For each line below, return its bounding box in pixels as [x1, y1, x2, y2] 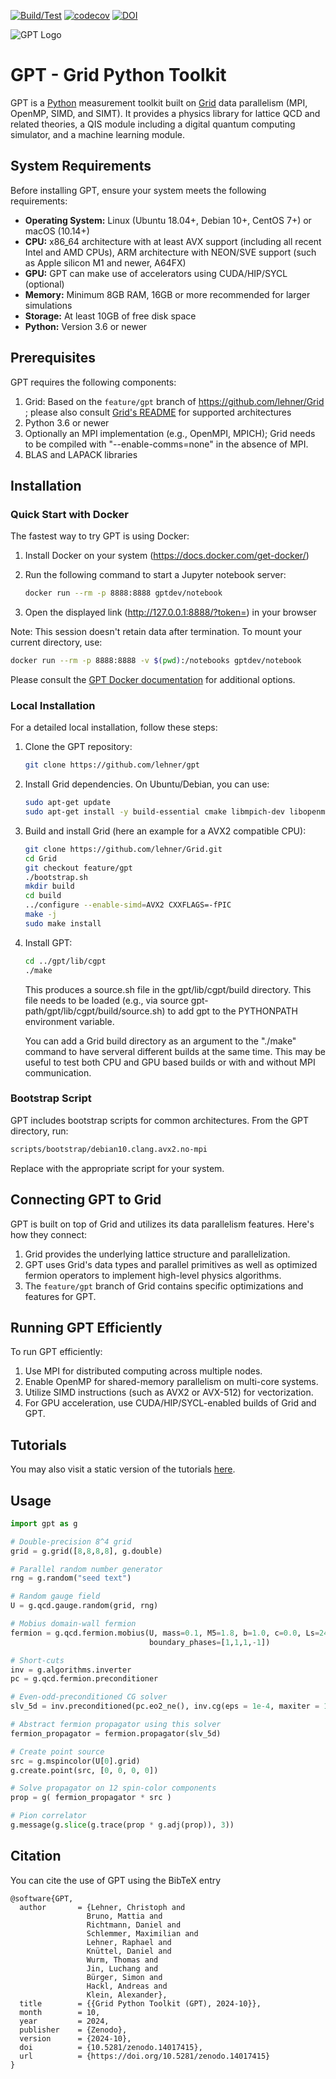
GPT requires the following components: [10, 376, 177, 388]
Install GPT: [24, 936, 73, 949]
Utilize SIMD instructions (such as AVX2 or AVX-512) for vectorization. [24, 1386, 314, 1399]
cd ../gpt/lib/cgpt [24, 956, 107, 966]
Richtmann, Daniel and [86, 1920, 182, 1930]
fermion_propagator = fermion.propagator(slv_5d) [10, 1728, 222, 1739]
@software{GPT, [10, 1893, 74, 1904]
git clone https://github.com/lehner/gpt [24, 760, 200, 770]
